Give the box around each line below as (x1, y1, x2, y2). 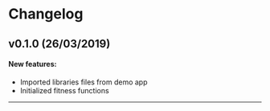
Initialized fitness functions (19, 85, 110, 95)
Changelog (8, 5, 84, 23)
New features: (8, 60, 57, 69)
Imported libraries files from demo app (19, 77, 148, 87)
